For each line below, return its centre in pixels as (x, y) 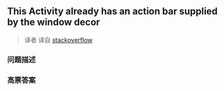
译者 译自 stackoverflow (58, 40)
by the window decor (54, 23)
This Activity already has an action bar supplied (113, 11)
